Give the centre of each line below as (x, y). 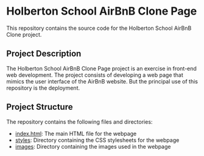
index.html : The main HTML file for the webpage (76, 133)
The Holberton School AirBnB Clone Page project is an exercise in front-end (101, 68)
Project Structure (40, 107)
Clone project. (24, 34)
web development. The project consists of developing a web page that (95, 75)
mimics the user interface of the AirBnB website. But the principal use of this (102, 81)
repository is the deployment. (43, 88)
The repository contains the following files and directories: (79, 122)
